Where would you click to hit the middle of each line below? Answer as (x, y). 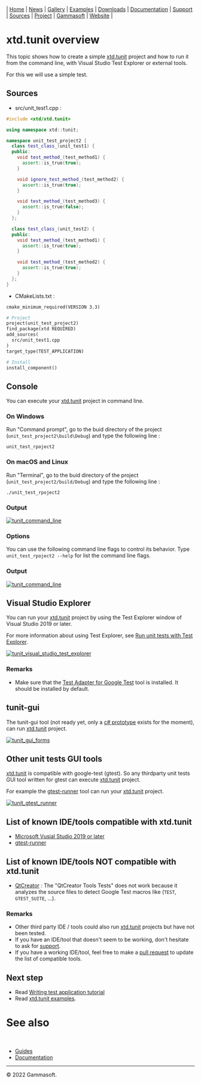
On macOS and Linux (37, 462)
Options (18, 536)
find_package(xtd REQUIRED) (41, 329)
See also (28, 1023)
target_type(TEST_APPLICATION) (45, 351)
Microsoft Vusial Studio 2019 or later (60, 836)
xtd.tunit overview (53, 40)
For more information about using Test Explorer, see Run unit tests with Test (100, 636)
